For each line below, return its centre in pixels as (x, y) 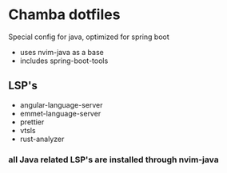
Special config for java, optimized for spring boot (89, 37)
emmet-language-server (60, 113)
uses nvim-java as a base (62, 52)
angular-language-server (61, 104)
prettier (32, 122)
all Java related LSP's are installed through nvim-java (113, 159)
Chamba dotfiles (64, 15)
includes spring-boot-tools (64, 61)
